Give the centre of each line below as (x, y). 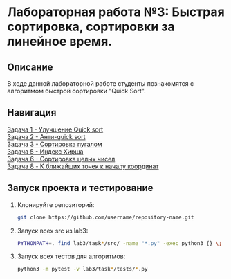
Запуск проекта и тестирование (80, 188)
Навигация (32, 112)
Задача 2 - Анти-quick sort (46, 136)
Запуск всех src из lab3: (53, 231)
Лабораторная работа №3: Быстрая (116, 12)
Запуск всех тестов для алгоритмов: (71, 256)
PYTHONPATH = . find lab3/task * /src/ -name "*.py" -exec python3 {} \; (120, 243)
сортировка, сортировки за (91, 27)
